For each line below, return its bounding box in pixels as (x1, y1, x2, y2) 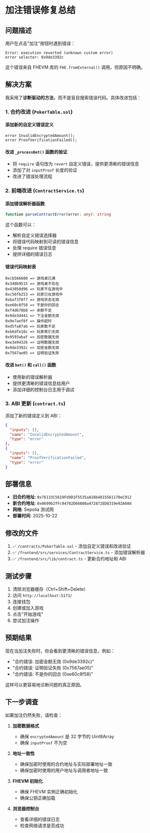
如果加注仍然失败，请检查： (5, 712, 63, 718)
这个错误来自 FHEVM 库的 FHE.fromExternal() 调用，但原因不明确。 (5, 64, 145, 70)
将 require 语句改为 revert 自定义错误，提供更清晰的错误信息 (12, 161, 139, 167)
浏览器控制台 (12, 805, 39, 811)
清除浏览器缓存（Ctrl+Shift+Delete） (12, 586, 89, 592)
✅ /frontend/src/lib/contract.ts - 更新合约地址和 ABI (12, 556, 127, 562)
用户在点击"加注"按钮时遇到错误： (5, 41, 76, 46)
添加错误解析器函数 (5, 200, 45, 206)
